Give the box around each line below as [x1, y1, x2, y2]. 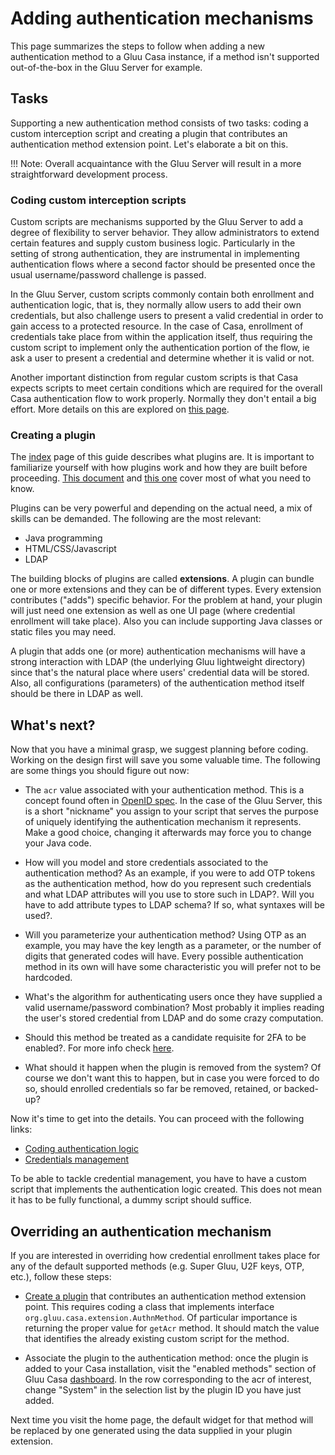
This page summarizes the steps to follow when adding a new [10, 40, 266, 52]
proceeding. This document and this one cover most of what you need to [10, 472, 312, 484]
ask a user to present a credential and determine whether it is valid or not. [10, 352, 315, 364]
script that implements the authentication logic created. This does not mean [10, 1183, 323, 1196]
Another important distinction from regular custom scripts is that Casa [10, 372, 298, 384]
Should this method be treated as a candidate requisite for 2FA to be [24, 1032, 307, 1044]
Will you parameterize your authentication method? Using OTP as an [24, 929, 307, 941]
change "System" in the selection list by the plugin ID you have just [24, 1383, 302, 1396]
